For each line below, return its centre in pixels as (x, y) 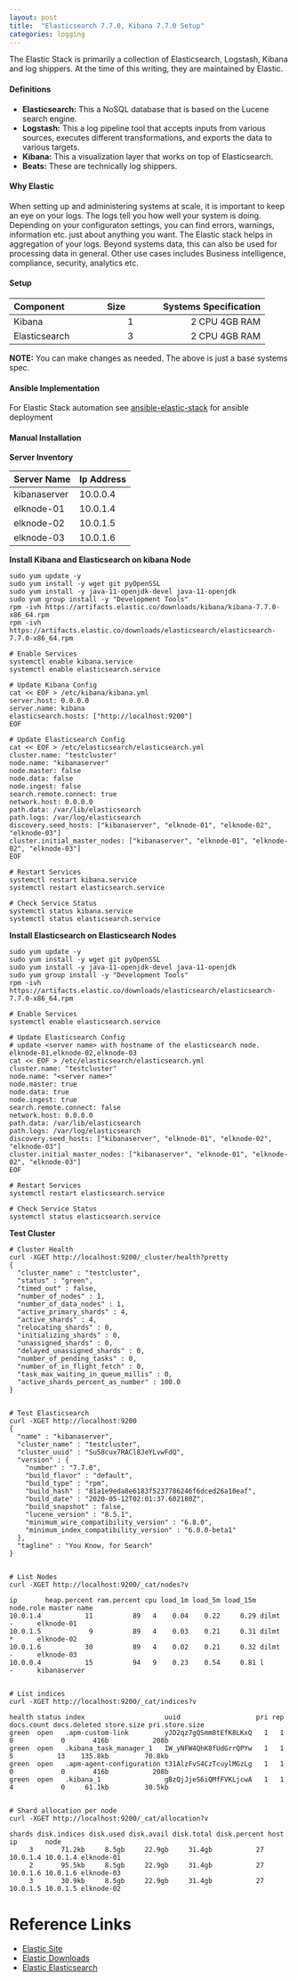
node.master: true (43, 1084)
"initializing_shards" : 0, (69, 1336)
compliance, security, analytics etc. (74, 263)
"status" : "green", (55, 1281)
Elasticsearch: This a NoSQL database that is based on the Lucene (145, 109)
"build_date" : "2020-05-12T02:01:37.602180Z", (115, 1499)
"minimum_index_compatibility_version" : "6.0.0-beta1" (131, 1530)
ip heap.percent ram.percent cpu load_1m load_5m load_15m (132, 1601)
